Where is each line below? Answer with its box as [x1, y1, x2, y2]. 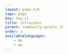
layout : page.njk [5, 7, 40, 12]
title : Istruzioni [5, 20, 42, 25]
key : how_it [5, 16, 29, 21]
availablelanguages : [5, 34, 47, 39]
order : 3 [5, 29, 23, 34]
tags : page [5, 11, 27, 16]
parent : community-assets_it [5, 25, 64, 30]
